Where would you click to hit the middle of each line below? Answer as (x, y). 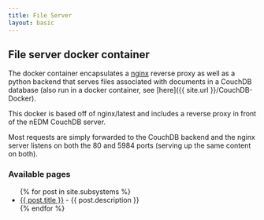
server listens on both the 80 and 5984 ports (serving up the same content (130, 145)
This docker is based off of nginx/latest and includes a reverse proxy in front (132, 114)
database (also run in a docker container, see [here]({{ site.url (108, 90)
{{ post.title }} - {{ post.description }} (79, 200)
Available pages (39, 174)
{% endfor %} (42, 208)
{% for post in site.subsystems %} (75, 191)
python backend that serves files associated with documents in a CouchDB (130, 82)
